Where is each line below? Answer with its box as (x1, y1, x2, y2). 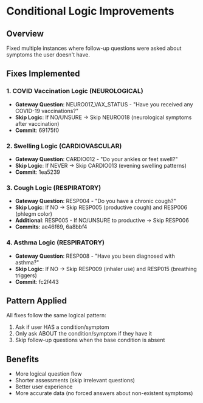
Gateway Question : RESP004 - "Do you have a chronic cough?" (15, 198, 176, 205)
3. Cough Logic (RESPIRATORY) (6, 184, 101, 192)
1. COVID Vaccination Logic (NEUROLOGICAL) (6, 87, 144, 95)
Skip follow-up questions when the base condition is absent (15, 336, 165, 344)
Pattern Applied (6, 295, 67, 306)
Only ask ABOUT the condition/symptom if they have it (15, 330, 152, 337)
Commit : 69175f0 (15, 126, 60, 134)
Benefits (6, 354, 40, 364)
